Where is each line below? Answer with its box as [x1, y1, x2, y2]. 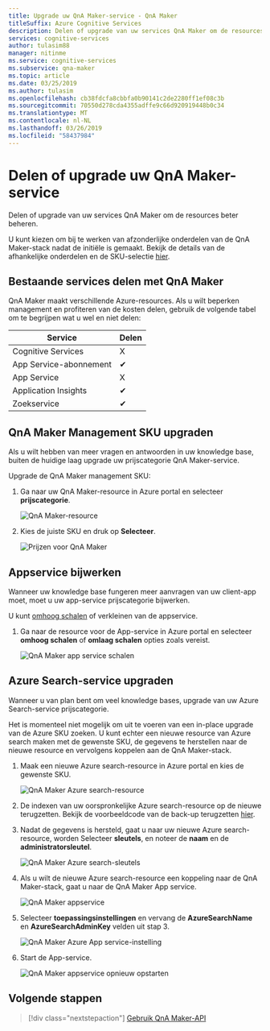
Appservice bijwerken [8, 565, 122, 579]
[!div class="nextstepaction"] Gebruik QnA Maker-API [27, 1012, 207, 1023]
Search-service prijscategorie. [8, 704, 110, 714]
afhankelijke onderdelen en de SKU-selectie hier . [8, 251, 170, 261]
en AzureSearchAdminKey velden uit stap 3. [19, 921, 170, 931]
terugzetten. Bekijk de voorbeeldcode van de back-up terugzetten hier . [19, 809, 256, 818]
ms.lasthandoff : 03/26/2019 [8, 124, 103, 132]
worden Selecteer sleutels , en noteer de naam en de [53, 833, 229, 843]
